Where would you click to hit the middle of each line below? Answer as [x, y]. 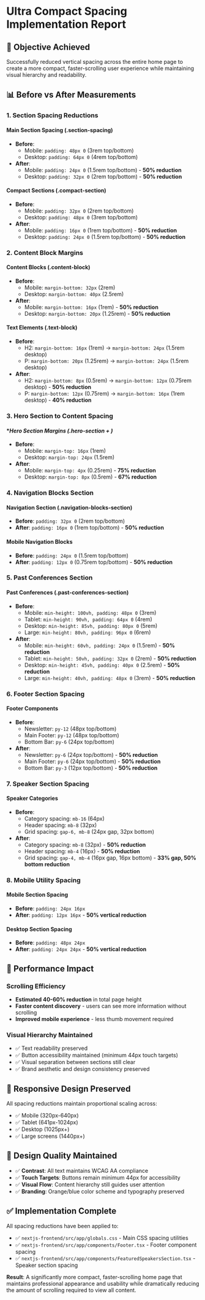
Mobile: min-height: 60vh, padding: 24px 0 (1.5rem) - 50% [100, 645]
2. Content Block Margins [45, 253]
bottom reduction [47, 864]
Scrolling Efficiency [36, 986]
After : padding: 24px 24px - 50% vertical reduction [81, 949]
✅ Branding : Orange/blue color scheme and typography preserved [100, 1191]
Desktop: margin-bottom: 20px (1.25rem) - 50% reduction [97, 313]
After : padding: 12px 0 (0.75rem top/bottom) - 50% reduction [94, 562]
